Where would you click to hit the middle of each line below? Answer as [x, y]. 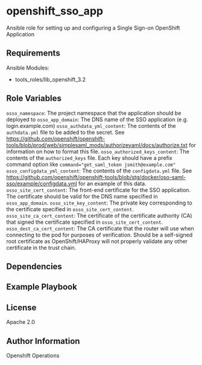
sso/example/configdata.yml [42, 183]
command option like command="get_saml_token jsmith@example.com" [91, 164]
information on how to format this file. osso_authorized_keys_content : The [98, 151]
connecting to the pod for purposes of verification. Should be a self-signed [99, 235]
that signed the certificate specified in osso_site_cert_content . [85, 222]
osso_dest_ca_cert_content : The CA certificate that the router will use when [100, 228]
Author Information [43, 341]
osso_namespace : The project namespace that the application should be [94, 113]
